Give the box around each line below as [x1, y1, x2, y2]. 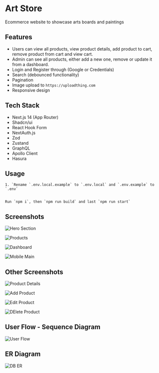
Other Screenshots [5, 268, 64, 276]
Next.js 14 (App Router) [12, 114, 59, 120]
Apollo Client [12, 150, 38, 156]
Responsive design [12, 87, 50, 93]
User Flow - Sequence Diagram [5, 323, 101, 331]
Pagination [12, 77, 34, 83]
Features [5, 33, 32, 41]
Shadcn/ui [12, 119, 33, 125]
